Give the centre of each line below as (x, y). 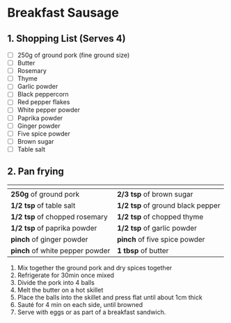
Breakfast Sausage (63, 13)
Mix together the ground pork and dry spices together (95, 267)
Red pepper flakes (43, 102)
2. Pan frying (36, 172)
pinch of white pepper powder (61, 250)
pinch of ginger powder (49, 239)
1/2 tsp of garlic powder (157, 228)
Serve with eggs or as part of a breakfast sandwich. (91, 312)
